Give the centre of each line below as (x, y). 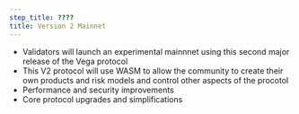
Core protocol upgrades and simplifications (102, 99)
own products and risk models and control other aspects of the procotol (155, 80)
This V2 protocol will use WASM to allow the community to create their (153, 70)
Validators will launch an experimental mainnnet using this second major (156, 51)
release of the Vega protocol (75, 61)
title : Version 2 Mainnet (57, 26)
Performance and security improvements (98, 90)
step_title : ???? (42, 18)
